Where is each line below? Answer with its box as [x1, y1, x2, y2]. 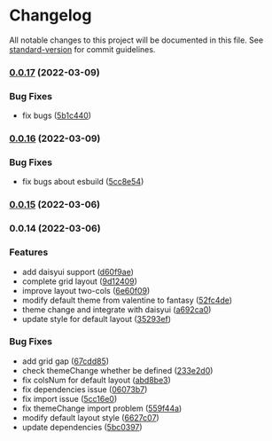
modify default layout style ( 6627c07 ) [21, 412, 159, 422]
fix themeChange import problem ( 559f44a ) [21, 403, 183, 413]
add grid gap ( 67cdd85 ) [21, 356, 109, 366]
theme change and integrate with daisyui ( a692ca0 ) [21, 303, 212, 315]
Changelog [9, 5, 92, 26]
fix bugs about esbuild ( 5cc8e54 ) [21, 177, 144, 187]
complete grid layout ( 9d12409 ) [21, 276, 137, 287]
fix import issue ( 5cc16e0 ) [21, 393, 118, 404]
